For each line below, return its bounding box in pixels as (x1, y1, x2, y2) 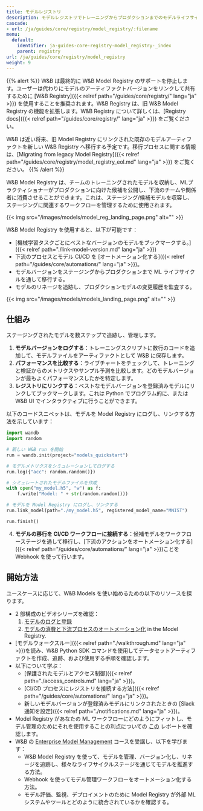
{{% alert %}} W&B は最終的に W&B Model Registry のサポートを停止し (6, 77, 183, 84)
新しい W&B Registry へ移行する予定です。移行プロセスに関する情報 (27, 143, 196, 150)
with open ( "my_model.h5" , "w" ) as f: (6, 486, 101, 492)
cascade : (6, 20, 28, 26)
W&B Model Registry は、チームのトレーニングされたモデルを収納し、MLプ (6, 178, 193, 185)
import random (6, 436, 42, 442)
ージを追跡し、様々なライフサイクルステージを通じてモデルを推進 (24, 760, 188, 767)
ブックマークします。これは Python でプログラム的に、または (36, 390, 188, 397)
